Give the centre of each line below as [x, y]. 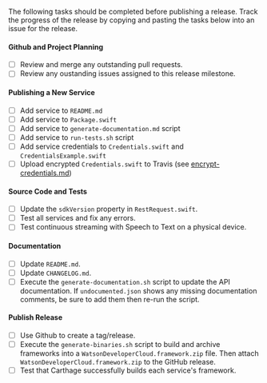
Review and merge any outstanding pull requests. [101, 65]
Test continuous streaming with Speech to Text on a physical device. [133, 227]
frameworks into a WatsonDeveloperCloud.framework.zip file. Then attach [139, 353]
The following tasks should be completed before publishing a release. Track [133, 12]
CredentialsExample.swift [63, 156]
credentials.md [44, 173]
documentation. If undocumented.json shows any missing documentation [138, 290]
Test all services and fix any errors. [78, 218]
